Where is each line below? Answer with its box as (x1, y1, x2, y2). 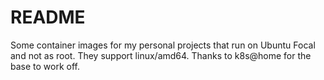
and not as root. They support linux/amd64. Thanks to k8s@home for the (10, 49, 312, 61)
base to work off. (10, 60, 80, 72)
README (10, 6, 86, 29)
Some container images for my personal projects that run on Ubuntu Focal (10, 39, 316, 51)
